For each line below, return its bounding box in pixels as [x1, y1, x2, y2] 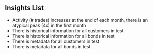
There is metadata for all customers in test [12, 38, 100, 44]
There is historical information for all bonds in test [12, 33, 115, 39]
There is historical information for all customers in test [12, 27, 124, 34]
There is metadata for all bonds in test [12, 43, 91, 49]
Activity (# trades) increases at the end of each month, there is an [12, 17, 148, 23]
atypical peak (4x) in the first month [12, 22, 86, 28]
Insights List [5, 4, 44, 12]
